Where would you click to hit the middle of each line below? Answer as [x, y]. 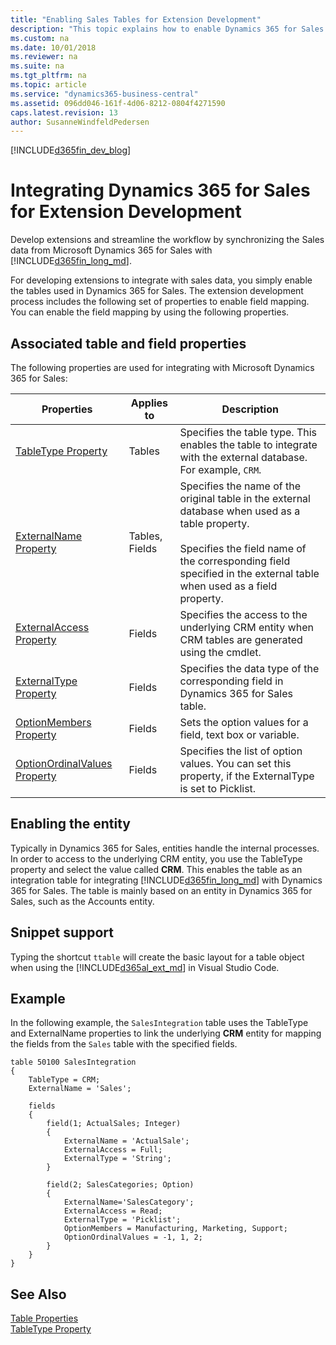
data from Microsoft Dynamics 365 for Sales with [111, 250]
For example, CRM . [220, 469]
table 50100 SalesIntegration [73, 1062]
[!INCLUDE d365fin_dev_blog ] [71, 150]
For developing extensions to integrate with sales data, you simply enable [161, 280]
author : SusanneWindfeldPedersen [80, 122]
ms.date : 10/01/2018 [53, 47]
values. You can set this [235, 763]
